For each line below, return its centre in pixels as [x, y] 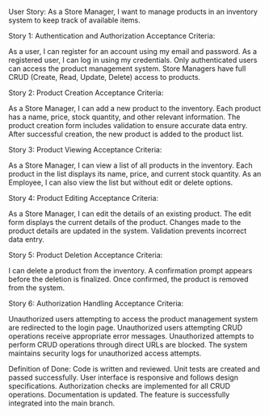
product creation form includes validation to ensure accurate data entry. [128, 125]
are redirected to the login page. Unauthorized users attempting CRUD [126, 327]
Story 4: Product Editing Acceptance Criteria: [84, 198]
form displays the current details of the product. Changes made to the [125, 222]
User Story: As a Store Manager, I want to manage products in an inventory [133, 12]
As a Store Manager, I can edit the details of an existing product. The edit [130, 214]
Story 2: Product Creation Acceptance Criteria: [86, 93]
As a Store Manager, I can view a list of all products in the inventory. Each [130, 165]
